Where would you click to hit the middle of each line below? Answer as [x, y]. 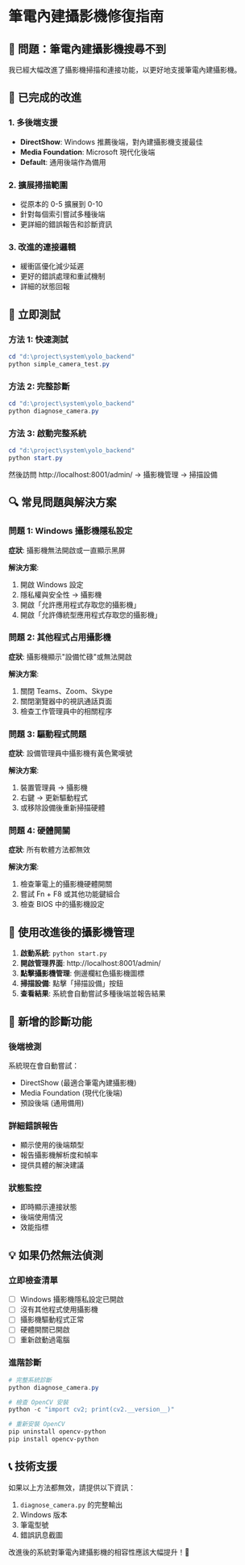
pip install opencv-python [54, 1439]
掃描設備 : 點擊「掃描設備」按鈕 [71, 984]
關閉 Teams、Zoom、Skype [66, 690]
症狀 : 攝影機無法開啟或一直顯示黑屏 [67, 550]
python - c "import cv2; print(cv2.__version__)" [91, 1410]
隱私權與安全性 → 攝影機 [61, 594]
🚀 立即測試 [34, 315]
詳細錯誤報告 [33, 1126]
